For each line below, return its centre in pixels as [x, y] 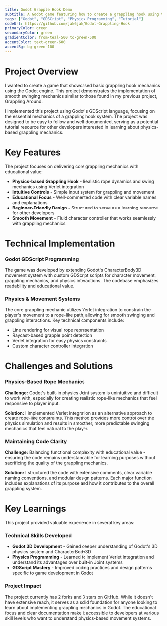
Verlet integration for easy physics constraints [59, 341]
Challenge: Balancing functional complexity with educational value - [75, 452]
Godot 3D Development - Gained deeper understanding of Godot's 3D [85, 546]
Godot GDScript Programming [42, 259]
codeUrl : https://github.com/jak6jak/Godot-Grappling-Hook [68, 24]
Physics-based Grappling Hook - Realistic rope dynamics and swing [83, 181]
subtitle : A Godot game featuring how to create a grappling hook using [82, 14]
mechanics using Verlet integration [48, 186]
